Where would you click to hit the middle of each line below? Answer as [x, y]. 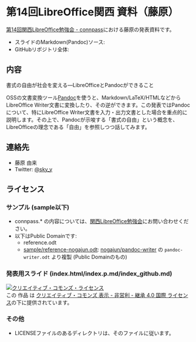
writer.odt [37, 258]
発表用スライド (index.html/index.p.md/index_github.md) [89, 274]
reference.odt [40, 243]
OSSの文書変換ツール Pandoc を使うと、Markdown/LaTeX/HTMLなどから [94, 97]
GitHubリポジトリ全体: [42, 49]
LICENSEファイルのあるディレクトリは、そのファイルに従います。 [94, 333]
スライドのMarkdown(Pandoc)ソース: [60, 42]
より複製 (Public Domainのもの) [89, 257]
